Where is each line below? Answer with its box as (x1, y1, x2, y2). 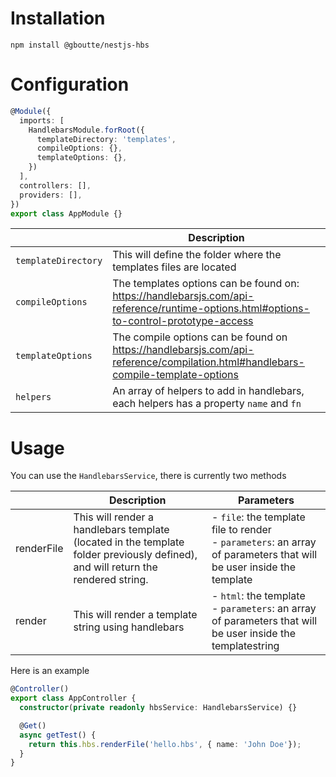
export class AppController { (10, 693, 137, 704)
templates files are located (112, 260, 237, 274)
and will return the (73, 560, 158, 574)
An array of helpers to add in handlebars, (112, 384, 305, 398)
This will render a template (73, 608, 198, 622)
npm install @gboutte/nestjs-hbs (10, 40, 150, 50)
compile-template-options (112, 368, 239, 382)
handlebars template (73, 523, 170, 537)
